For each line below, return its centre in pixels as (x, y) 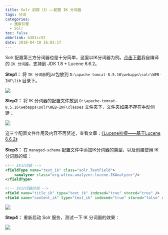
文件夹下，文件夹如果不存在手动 (118, 107)
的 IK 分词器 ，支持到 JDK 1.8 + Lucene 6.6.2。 (52, 64)
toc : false (16, 33)
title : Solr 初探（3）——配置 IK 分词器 (43, 10)
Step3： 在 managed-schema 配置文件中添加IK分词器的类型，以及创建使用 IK (82, 150)
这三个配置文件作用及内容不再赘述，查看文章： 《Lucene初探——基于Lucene (83, 133)
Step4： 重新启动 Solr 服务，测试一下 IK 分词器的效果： (62, 217)
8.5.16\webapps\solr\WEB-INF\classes (44, 107)
